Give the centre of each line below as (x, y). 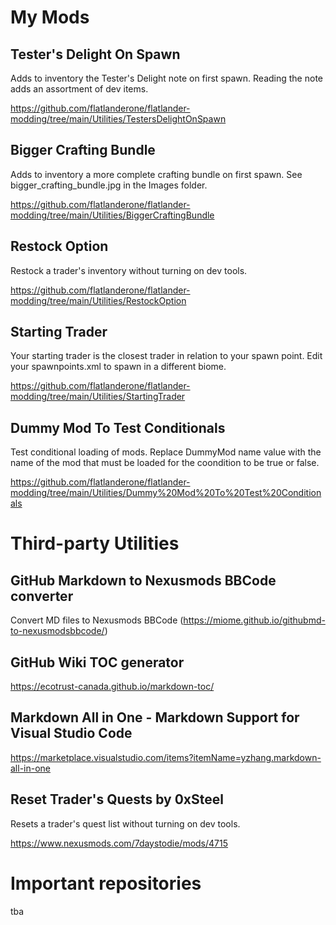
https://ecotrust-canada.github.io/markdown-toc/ (112, 687)
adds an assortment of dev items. (79, 89)
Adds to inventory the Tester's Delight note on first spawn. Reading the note (166, 78)
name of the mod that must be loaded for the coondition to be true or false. (165, 463)
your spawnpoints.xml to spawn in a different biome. (118, 367)
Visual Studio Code (71, 733)
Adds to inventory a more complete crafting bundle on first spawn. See (156, 174)
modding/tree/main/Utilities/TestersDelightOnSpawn (118, 119)
